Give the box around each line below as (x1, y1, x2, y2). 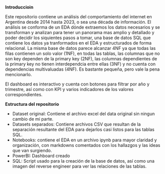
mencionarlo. (5, 72, 32, 77)
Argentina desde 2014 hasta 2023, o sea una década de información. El (5, 19, 152, 25)
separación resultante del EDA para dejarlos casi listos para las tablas (12, 127, 155, 132)
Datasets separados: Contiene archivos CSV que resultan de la (12, 121, 141, 127)
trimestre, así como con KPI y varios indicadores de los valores (5, 87, 134, 92)
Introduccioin (5, 4, 34, 10)
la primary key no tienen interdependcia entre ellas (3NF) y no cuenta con (5, 61, 156, 67)
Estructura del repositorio (5, 101, 59, 107)
